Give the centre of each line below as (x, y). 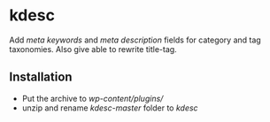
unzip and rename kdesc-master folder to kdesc (110, 108)
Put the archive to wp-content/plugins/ (93, 98)
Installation (41, 77)
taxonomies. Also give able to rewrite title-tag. (93, 49)
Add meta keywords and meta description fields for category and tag (135, 40)
